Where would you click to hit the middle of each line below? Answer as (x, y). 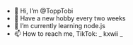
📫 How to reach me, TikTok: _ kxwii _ (68, 34)
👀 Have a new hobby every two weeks (70, 18)
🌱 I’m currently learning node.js (60, 26)
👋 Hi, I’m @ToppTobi (44, 11)
